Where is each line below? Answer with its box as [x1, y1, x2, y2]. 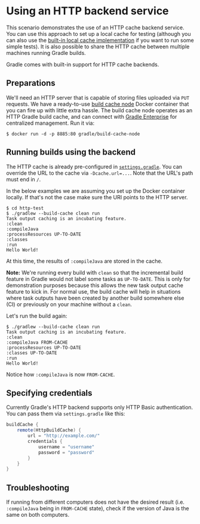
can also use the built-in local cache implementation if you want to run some [6, 36, 194, 44]
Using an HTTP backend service [6, 4, 169, 18]
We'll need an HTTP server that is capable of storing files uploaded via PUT [6, 94, 190, 101]
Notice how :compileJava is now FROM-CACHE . [6, 371, 115, 378]
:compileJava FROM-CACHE [6, 339, 68, 346]
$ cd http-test [6, 205, 44, 211]
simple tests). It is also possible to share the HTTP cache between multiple [6, 43, 190, 50]
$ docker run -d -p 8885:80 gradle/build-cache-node [6, 131, 140, 137]
